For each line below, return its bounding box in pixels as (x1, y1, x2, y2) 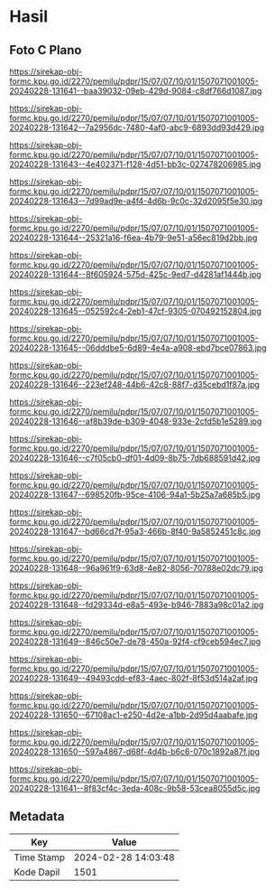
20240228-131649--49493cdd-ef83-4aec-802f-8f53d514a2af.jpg (9, 673, 259, 683)
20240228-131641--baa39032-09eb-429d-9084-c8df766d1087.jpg (9, 86, 262, 96)
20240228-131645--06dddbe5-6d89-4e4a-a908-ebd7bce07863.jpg (9, 342, 267, 353)
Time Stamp (14, 851, 66, 864)
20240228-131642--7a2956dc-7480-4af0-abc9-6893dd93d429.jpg (9, 122, 264, 133)
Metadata (9, 809, 65, 824)
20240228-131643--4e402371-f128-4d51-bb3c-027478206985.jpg (9, 159, 261, 169)
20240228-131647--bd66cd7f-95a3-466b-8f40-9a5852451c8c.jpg (9, 526, 261, 537)
